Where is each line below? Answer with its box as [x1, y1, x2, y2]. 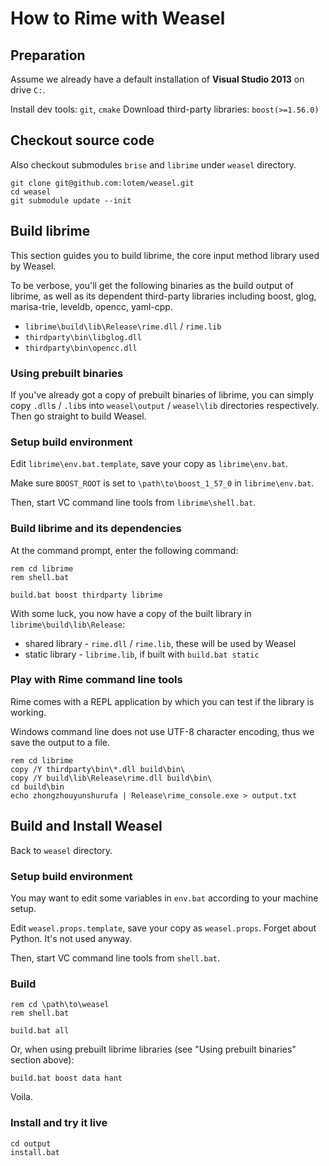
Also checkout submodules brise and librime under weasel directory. [10, 158, 297, 171]
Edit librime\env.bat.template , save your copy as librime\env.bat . [10, 458, 289, 470]
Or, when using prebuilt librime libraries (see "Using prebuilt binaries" [10, 1043, 297, 1056]
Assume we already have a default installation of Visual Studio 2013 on [10, 73, 305, 85]
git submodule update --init [10, 195, 132, 206]
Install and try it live [10, 1116, 108, 1130]
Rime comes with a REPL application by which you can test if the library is [10, 695, 315, 707]
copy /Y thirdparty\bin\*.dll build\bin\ [10, 764, 186, 774]
